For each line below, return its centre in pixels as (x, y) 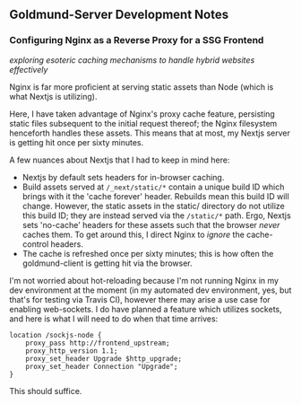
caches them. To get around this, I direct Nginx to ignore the (133, 234)
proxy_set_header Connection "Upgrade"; (102, 366)
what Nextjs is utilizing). (53, 96)
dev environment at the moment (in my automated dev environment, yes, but (150, 290)
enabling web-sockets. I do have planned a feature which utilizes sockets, (146, 309)
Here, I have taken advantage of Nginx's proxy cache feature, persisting (142, 114)
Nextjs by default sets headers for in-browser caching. (123, 177)
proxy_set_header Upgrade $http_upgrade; (103, 358)
